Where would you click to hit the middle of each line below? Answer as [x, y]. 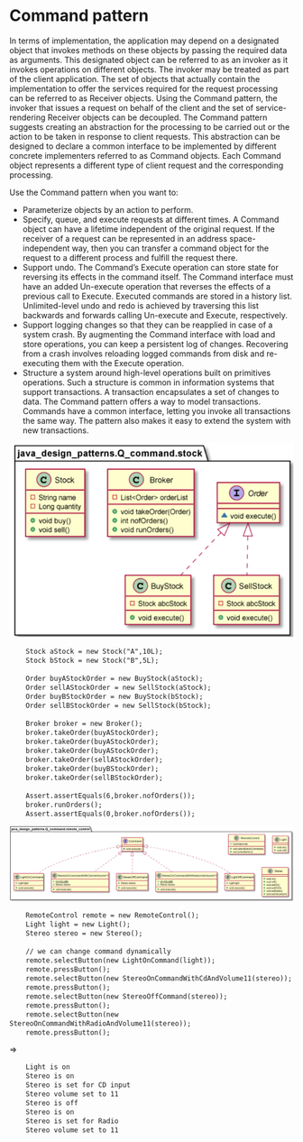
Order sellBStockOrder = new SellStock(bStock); [119, 705]
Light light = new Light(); [78, 925]
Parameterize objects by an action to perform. [108, 209]
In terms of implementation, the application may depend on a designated [144, 41]
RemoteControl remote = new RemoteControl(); [113, 916]
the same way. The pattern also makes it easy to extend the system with [156, 420]
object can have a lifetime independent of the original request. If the [148, 229]
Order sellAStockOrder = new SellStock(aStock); [119, 687]
